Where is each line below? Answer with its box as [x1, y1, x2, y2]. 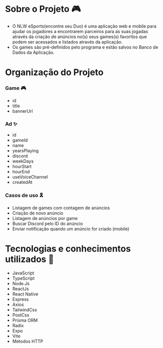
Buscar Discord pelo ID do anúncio [12, 220, 83, 227]
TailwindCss [12, 306, 37, 312]
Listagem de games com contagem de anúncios [12, 205, 110, 211]
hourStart [12, 163, 32, 169]
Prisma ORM [12, 317, 38, 323]
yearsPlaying [12, 147, 39, 153]
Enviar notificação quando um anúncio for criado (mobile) [12, 226, 130, 232]
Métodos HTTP [12, 338, 43, 344]
